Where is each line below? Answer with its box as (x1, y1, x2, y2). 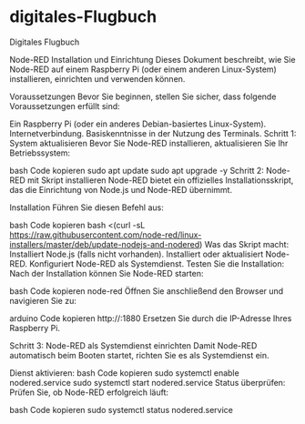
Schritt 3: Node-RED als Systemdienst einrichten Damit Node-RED (9, 339, 258, 351)
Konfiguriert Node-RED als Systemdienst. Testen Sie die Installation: (28, 257, 285, 269)
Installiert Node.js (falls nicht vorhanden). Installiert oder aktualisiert (9, 248, 264, 259)
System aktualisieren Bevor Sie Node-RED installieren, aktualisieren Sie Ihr (9, 137, 289, 148)
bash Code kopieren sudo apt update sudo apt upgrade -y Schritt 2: (9, 165, 264, 176)
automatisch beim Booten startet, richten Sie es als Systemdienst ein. (9, 349, 270, 360)
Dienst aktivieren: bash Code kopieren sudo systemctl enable (9, 367, 239, 379)
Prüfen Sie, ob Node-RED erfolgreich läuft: (9, 387, 169, 398)
